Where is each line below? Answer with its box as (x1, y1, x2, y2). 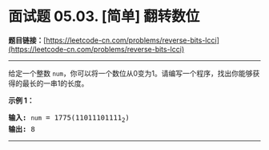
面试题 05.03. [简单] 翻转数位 (8, 7, 200, 26)
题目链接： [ (8, 35, 46, 45)
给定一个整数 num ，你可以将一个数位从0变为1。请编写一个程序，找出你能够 (8, 68, 253, 78)
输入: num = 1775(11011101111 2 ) (8, 113, 130, 124)
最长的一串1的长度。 (22, 78, 89, 88)
